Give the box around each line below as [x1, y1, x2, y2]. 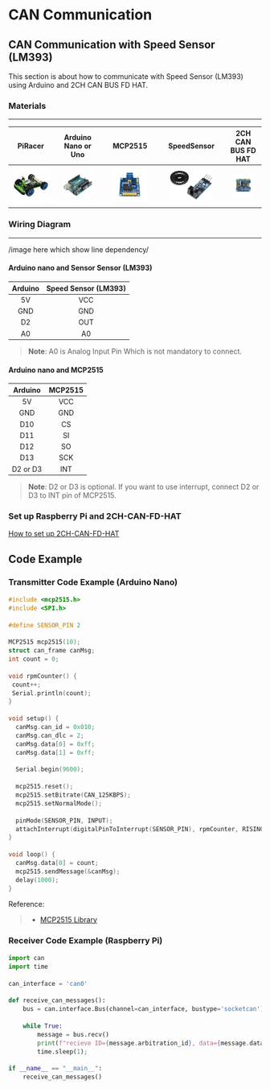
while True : [22, 1021, 63, 1030]
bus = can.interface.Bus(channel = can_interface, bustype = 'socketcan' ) [22, 1005, 264, 1013]
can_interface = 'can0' [8, 979, 88, 988]
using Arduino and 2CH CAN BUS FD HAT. [8, 81, 149, 89]
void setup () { [8, 714, 59, 723]
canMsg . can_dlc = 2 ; [15, 731, 84, 739]
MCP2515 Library [39, 914, 98, 924]
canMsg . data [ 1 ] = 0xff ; [15, 748, 95, 756]
